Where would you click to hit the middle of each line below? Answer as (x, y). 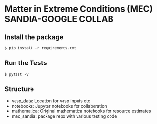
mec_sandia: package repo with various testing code (64, 116)
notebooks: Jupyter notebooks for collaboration (59, 106)
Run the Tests (26, 63)
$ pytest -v (16, 74)
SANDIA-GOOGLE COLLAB (59, 19)
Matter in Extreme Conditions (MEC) (79, 9)
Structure (19, 89)
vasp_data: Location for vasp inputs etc (51, 101)
